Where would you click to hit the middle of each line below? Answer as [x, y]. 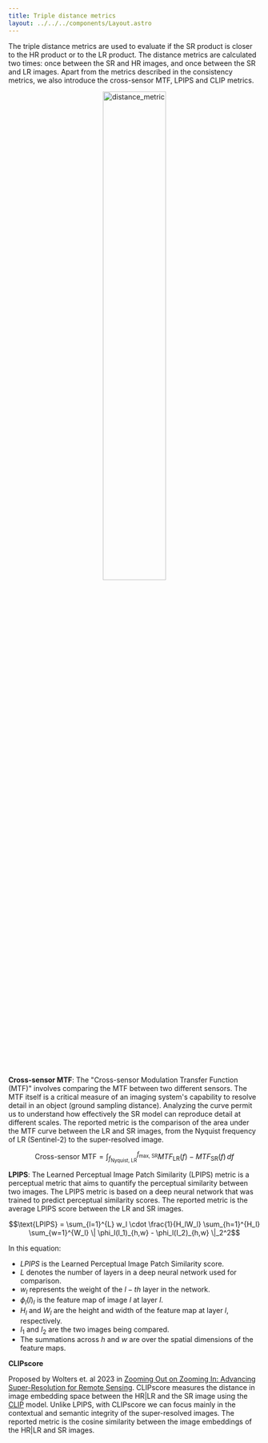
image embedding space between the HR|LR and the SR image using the [128, 1397]
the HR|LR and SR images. [52, 1430]
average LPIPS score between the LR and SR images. [96, 1209]
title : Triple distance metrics [62, 16]
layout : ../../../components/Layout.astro [80, 23]
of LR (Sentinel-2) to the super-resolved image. [86, 1139]
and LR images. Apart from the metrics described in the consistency [121, 71]
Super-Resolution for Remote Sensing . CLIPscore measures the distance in [132, 1388]
